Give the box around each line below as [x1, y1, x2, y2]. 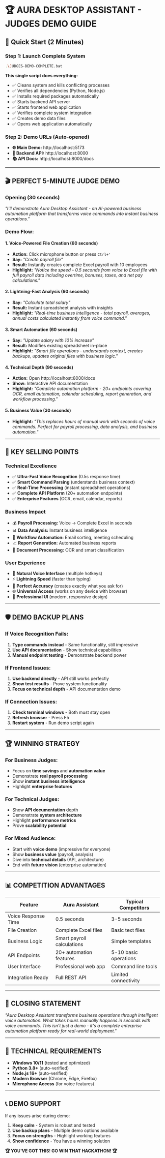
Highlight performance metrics [12, 818, 76, 823]
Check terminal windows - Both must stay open [12, 709, 110, 715]
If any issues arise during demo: [5, 1113, 70, 1119]
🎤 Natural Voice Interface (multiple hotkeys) [12, 570, 103, 576]
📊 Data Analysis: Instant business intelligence [12, 527, 107, 533]
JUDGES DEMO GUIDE [5, 18, 97, 30]
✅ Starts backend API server [12, 98, 70, 104]
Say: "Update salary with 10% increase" [12, 337, 94, 343]
